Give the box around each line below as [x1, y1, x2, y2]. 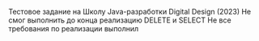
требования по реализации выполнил [8, 24, 139, 33]
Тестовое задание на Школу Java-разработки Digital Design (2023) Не [8, 7, 252, 16]
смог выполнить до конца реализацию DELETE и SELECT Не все [8, 15, 232, 25]
